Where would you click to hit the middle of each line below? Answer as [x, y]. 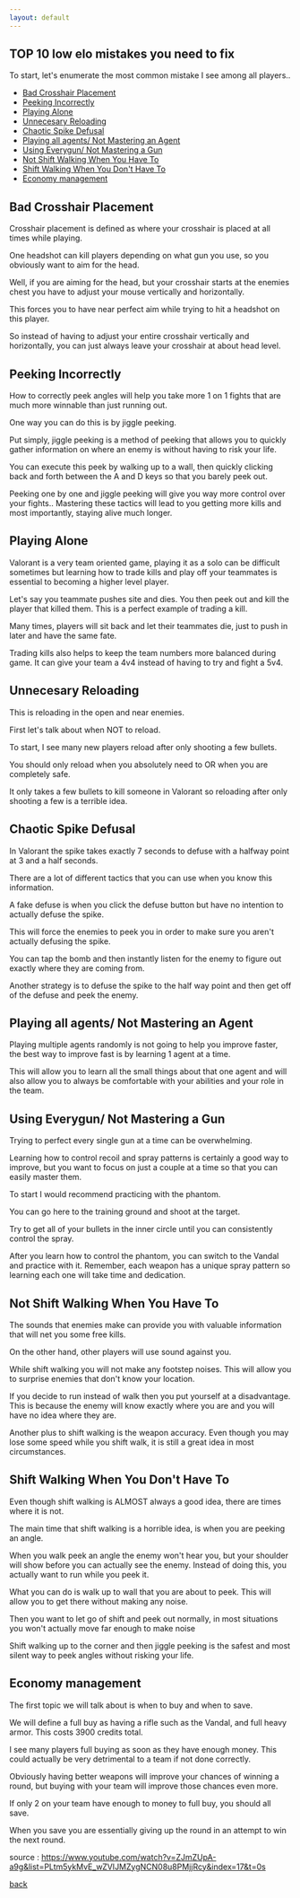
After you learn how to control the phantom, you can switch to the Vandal [144, 1256]
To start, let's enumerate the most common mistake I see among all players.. [150, 75]
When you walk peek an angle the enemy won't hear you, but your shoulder [149, 1555]
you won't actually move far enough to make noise [103, 1628]
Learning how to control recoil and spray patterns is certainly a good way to [149, 1158]
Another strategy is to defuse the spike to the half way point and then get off [150, 985]
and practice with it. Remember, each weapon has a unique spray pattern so [150, 1265]
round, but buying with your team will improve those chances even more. [144, 1786]
